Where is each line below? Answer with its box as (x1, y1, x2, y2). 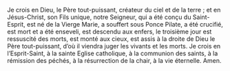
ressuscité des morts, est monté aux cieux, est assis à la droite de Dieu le (7, 35, 216, 43)
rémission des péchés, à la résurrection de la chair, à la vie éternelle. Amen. (7, 57, 222, 64)
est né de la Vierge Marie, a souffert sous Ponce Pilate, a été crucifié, (26, 20, 224, 28)
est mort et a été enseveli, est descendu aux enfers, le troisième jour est (7, 27, 212, 35)
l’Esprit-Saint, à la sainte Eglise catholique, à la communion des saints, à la (7, 49, 218, 57)
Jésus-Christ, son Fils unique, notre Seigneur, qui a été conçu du (7, 13, 191, 21)
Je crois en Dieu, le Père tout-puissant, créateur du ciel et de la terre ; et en (7, 6, 221, 14)
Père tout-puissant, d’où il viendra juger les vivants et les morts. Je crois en (7, 42, 221, 50)
